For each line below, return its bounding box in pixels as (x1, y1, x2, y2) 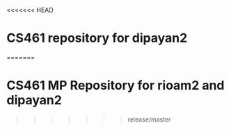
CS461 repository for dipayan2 (6, 31, 188, 46)
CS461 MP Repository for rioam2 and (6, 78, 225, 93)
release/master (127, 115, 171, 124)
